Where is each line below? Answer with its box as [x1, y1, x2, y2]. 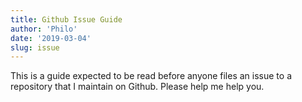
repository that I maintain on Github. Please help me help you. [10, 81, 265, 93]
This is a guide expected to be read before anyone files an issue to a [10, 70, 293, 82]
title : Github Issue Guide [10, 14, 123, 25]
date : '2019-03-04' [10, 33, 92, 43]
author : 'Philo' [10, 24, 78, 34]
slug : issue [10, 42, 60, 53]
